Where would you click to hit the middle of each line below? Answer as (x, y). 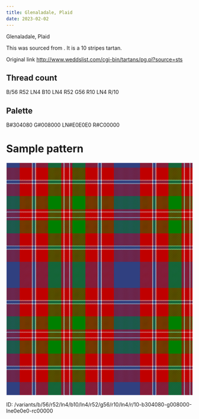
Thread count (32, 78)
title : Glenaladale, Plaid (39, 12)
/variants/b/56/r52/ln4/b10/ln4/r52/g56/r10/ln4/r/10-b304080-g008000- (103, 405)
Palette (20, 110)
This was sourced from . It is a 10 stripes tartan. (64, 48)
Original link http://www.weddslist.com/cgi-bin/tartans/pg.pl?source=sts (94, 59)
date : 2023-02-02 (28, 19)
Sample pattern (45, 149)
